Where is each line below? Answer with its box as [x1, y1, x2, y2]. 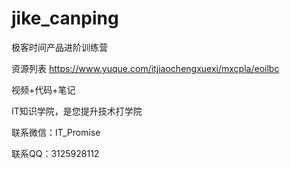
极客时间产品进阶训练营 [11, 41, 108, 53]
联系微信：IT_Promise [11, 126, 101, 138]
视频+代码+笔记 [11, 83, 76, 96]
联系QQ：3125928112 [11, 147, 100, 159]
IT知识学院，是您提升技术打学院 [11, 105, 143, 117]
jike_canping [11, 7, 119, 30]
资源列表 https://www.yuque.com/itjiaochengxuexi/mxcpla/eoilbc [11, 62, 280, 74]
